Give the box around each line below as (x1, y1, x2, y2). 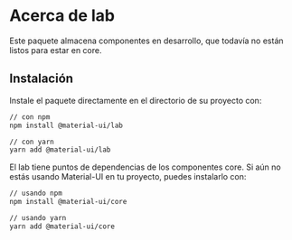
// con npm (9, 112, 51, 122)
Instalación (9, 71, 74, 87)
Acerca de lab (9, 5, 116, 26)
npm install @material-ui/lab (9, 121, 124, 130)
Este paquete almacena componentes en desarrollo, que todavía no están (9, 35, 284, 46)
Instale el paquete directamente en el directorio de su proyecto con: (9, 95, 262, 106)
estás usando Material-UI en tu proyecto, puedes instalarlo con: (9, 171, 247, 182)
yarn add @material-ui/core (9, 222, 116, 231)
